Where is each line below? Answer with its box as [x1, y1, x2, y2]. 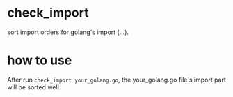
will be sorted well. [7, 82, 61, 91]
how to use [7, 52, 72, 68]
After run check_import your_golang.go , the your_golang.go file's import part [7, 75, 226, 84]
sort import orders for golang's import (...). [7, 28, 129, 36]
